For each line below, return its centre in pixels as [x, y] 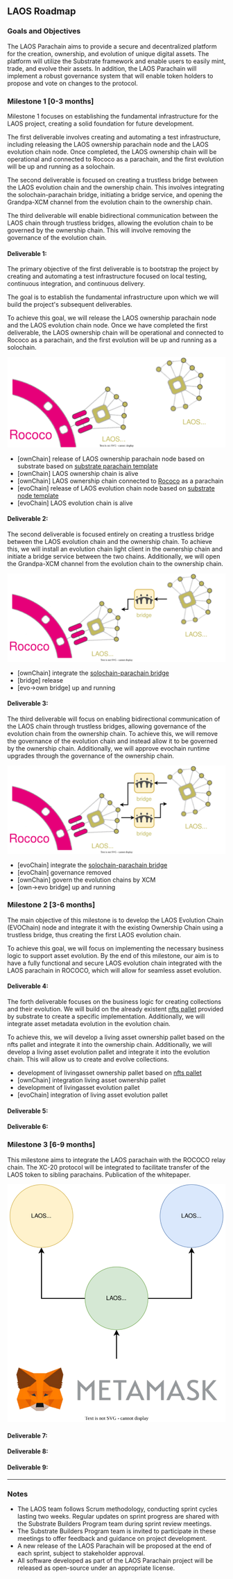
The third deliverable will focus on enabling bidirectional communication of [114, 719]
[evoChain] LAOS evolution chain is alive [75, 503]
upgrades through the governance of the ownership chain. [91, 756]
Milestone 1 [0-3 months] [51, 101]
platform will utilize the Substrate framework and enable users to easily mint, [116, 61]
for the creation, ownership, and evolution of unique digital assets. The [108, 53]
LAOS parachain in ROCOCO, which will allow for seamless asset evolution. [114, 970]
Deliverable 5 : [28, 1111]
